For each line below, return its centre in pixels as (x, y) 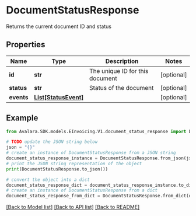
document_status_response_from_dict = (53, 196)
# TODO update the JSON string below (52, 142)
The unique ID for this (119, 71)
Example (22, 118)
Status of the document (122, 88)
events (19, 97)
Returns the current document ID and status (59, 26)
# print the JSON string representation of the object (74, 163)
